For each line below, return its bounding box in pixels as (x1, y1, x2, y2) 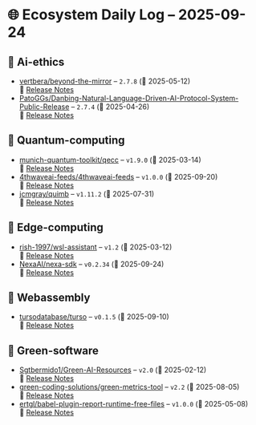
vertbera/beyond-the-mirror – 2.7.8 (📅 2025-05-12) (18, 76, 190, 86)
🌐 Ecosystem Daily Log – (7, 6, 176, 24)
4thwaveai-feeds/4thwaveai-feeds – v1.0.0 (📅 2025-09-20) (18, 172, 218, 181)
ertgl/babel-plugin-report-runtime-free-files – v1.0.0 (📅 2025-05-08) (18, 399, 249, 409)
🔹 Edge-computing (7, 221, 104, 234)
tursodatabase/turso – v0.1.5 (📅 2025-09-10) (18, 312, 169, 322)
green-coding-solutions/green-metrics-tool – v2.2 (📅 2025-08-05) (18, 382, 240, 392)
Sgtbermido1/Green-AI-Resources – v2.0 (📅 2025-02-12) (18, 365, 207, 374)
